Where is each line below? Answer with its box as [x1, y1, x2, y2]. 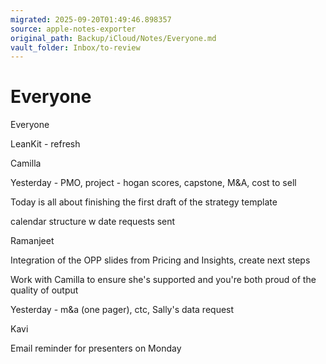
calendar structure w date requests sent [10, 216, 176, 228]
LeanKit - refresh [10, 138, 81, 150]
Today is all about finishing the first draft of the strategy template [10, 196, 278, 208]
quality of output [10, 284, 79, 296]
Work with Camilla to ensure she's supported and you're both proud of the [10, 274, 317, 286]
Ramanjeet [10, 235, 55, 247]
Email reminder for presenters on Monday [10, 342, 182, 355]
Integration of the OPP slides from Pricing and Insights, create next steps [10, 254, 311, 266]
